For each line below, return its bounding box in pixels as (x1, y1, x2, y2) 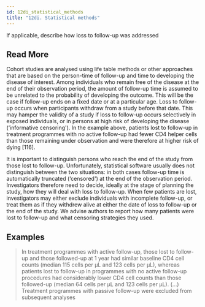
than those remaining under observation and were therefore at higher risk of (6, 137, 199, 145)
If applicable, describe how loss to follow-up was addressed (6, 31, 159, 39)
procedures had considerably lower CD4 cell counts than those (21, 274, 182, 282)
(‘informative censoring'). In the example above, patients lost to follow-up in (6, 124, 198, 132)
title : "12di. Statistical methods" (6, 15, 100, 21)
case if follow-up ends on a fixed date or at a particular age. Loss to (6, 98, 178, 105)
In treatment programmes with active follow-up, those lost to (21, 248, 175, 256)
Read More (6, 49, 49, 59)
